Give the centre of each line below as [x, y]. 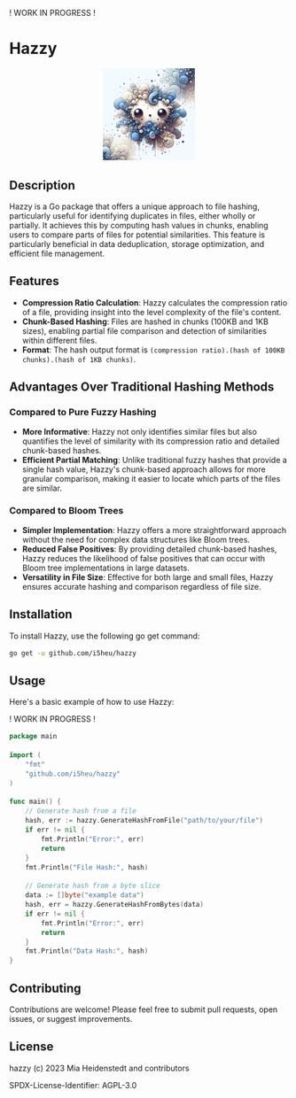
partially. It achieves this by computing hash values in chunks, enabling [139, 226]
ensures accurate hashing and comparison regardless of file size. [141, 586]
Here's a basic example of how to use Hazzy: [92, 702]
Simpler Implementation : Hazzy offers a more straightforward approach [154, 530]
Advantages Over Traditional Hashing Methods [142, 387]
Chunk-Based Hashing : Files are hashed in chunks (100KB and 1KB [145, 321]
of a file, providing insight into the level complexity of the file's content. [152, 312]
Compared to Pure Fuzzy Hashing [83, 413]
